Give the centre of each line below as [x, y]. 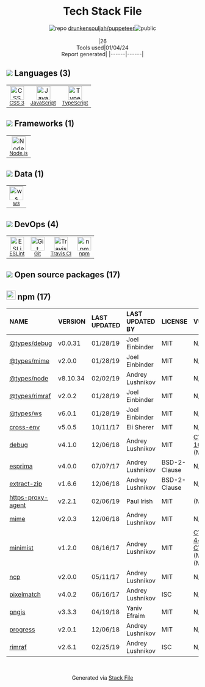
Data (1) [29, 174]
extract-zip [26, 484]
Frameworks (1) [44, 124]
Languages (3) [43, 74]
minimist [21, 548]
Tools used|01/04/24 [103, 48]
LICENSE [174, 322]
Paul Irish [139, 501]
